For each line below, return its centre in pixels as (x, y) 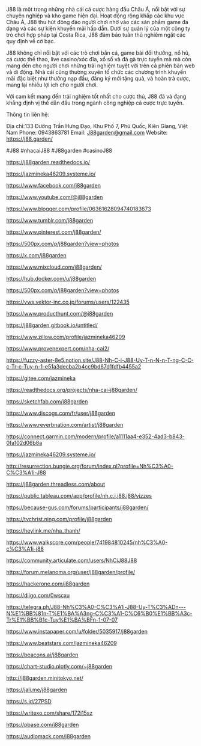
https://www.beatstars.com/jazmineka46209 (61, 643)
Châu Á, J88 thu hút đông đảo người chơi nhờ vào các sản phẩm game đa (97, 22)
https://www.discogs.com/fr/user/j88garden (61, 413)
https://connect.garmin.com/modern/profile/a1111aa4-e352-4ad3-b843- (95, 436)
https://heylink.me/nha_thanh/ (43, 531)
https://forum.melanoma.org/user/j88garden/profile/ (71, 572)
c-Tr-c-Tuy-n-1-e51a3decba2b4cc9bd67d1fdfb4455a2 (74, 366)
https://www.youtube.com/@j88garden (55, 197)
